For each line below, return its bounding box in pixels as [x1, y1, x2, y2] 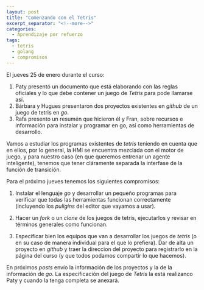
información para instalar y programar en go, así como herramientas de [15, 121, 195, 129]
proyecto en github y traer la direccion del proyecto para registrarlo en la [15, 245, 198, 253]
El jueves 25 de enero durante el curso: [6, 71, 105, 78]
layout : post [6, 9, 40, 15]
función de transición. [6, 166, 62, 173]
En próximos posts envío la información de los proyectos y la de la [6, 263, 172, 271]
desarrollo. [15, 128, 43, 135]
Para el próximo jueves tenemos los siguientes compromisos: [6, 177, 160, 185]
